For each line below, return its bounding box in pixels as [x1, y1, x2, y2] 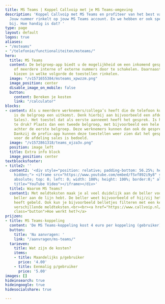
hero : [5, 53, 16, 58]
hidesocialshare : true [5, 287, 52, 292]
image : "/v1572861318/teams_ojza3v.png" [9, 140, 93, 146]
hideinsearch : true [5, 278, 45, 283]
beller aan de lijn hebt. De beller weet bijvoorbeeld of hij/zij [14, 195, 153, 200]
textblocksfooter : [5, 158, 43, 163]
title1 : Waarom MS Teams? [9, 186, 63, 191]
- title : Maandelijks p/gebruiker [14, 255, 84, 260]
